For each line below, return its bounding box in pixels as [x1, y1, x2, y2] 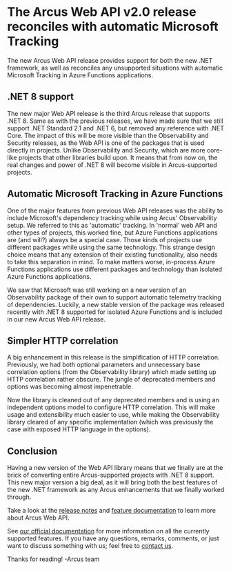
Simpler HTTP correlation [7, 335, 119, 346]
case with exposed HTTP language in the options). [7, 425, 151, 433]
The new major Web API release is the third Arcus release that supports [7, 109, 210, 117]
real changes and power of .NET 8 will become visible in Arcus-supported [7, 160, 217, 169]
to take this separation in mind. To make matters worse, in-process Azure [7, 257, 216, 266]
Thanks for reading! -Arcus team [7, 555, 100, 563]
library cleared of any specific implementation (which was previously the [7, 418, 214, 426]
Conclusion [7, 445, 58, 457]
